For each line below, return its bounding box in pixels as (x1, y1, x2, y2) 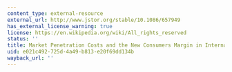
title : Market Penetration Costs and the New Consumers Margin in (7, 42, 202, 49)
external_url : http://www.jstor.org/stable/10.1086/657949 (7, 16, 181, 23)
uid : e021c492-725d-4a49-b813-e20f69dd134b (7, 49, 135, 56)
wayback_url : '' (7, 55, 54, 62)
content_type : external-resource (7, 10, 104, 17)
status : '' (7, 36, 39, 43)
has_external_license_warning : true (7, 23, 113, 29)
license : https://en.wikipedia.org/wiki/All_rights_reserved (7, 29, 187, 36)
